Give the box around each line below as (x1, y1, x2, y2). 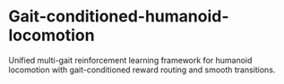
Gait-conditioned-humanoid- (8, 6, 229, 27)
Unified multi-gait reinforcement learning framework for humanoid (8, 55, 253, 65)
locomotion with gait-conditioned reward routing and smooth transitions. (8, 64, 276, 75)
